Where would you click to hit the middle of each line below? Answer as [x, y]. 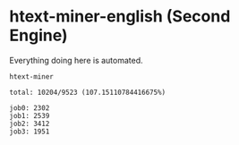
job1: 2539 [30, 115]
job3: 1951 [30, 132]
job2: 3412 [30, 124]
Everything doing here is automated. [76, 60]
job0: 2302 [30, 108]
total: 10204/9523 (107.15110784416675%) [88, 92]
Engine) [39, 35]
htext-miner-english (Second [120, 17]
